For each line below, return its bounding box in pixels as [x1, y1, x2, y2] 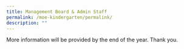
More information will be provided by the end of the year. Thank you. [6, 36, 178, 44]
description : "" [6, 20, 47, 26]
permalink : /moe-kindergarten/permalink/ [6, 14, 113, 20]
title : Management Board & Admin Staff [6, 8, 107, 15]
